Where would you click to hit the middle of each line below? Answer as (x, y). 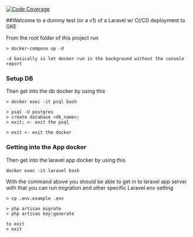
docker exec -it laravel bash (43, 170)
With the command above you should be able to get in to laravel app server (96, 182)
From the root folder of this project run (52, 38)
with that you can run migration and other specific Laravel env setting (90, 187)
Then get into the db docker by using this (56, 91)
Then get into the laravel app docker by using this (66, 160)
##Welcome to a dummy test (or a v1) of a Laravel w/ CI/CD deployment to (96, 20)
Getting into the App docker (46, 147)
